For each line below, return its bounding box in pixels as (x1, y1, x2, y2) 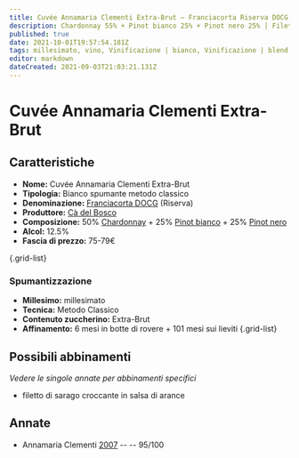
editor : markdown (9, 54, 74, 63)
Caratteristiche (9, 155, 95, 170)
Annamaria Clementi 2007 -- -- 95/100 (21, 439, 165, 450)
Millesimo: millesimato (21, 295, 106, 306)
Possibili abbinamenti (9, 349, 132, 365)
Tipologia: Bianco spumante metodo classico (21, 188, 190, 198)
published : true (9, 29, 69, 38)
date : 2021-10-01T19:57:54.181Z (9, 37, 129, 47)
